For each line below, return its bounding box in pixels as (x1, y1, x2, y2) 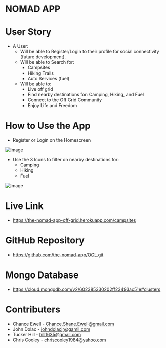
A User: (12, 43, 29, 49)
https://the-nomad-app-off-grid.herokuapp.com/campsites (12, 217, 136, 223)
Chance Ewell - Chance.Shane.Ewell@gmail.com (12, 321, 115, 327)
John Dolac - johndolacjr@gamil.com (12, 326, 90, 332)
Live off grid (27, 86, 53, 92)
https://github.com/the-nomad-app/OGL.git (12, 252, 104, 258)
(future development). (20, 54, 66, 60)
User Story (5, 26, 52, 38)
